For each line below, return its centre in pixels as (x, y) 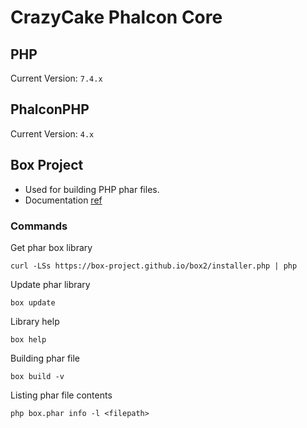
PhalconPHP (50, 109)
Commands (39, 226)
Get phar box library (51, 247)
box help (28, 339)
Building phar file (45, 358)
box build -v (37, 376)
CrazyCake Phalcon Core (116, 17)
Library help (35, 321)
